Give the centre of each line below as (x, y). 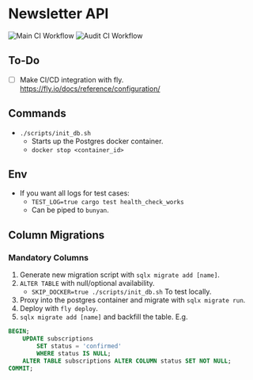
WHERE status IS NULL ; (74, 353)
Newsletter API (59, 14)
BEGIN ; (19, 332)
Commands (38, 114)
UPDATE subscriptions (58, 339)
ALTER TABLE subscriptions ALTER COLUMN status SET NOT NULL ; (127, 361)
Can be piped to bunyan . (70, 210)
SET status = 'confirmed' (79, 346)
